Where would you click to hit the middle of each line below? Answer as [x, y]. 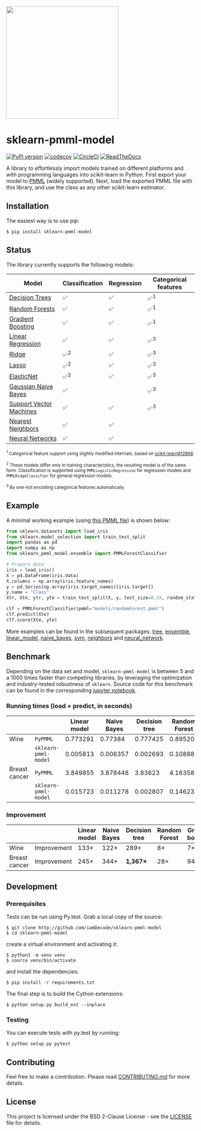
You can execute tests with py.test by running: [63, 1033]
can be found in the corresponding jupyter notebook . [71, 690]
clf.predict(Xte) [28, 614]
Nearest [20, 421]
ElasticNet [23, 376]
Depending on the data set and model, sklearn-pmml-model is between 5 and [100, 671]
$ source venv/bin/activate [41, 960]
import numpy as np [31, 548]
